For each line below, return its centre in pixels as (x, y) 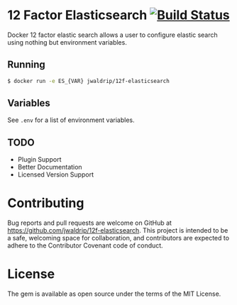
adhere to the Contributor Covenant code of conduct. (85, 245)
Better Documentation (50, 167)
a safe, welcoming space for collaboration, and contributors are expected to (118, 238)
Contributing (46, 203)
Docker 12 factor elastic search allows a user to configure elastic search (112, 35)
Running (27, 65)
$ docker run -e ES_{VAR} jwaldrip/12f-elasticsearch (89, 81)
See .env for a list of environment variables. (71, 120)
